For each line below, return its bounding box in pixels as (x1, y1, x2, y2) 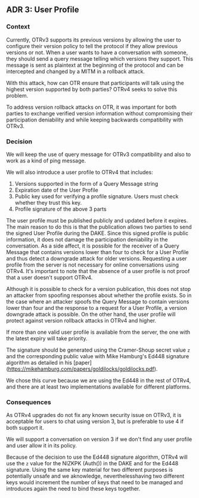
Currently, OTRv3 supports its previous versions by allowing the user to (6, 36, 182, 43)
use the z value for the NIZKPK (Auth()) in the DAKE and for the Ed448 (6, 460, 179, 467)
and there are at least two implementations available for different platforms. (6, 383, 191, 390)
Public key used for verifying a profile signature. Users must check (14, 193, 179, 200)
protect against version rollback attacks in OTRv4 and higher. (6, 317, 157, 324)
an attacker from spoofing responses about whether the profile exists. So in (6, 292, 192, 299)
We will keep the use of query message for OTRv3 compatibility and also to (6, 151, 191, 158)
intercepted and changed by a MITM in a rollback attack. (6, 68, 145, 75)
